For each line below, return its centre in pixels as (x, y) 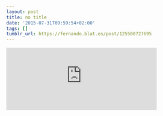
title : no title (26, 17)
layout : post (23, 12)
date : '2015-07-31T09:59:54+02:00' (51, 23)
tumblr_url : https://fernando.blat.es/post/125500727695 (79, 34)
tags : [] (17, 28)
